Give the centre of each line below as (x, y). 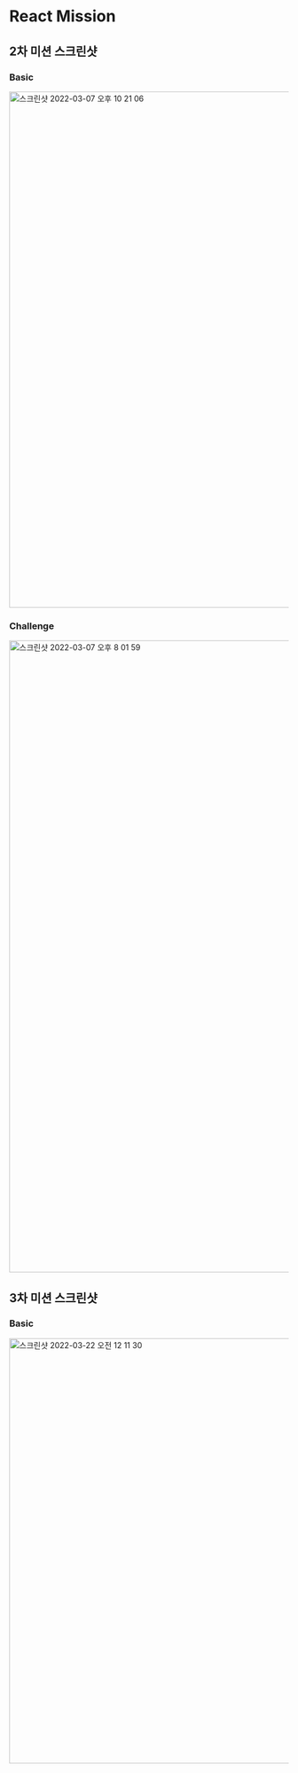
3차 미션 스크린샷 (53, 1298)
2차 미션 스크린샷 (53, 51)
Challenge (32, 625)
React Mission (63, 16)
